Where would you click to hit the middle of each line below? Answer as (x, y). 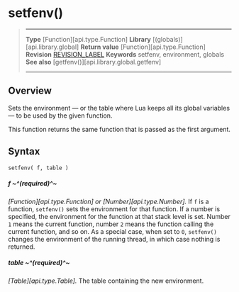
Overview (30, 91)
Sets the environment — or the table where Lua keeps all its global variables (119, 108)
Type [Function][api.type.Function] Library (88, 39)
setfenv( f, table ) (39, 168)
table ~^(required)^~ (39, 263)
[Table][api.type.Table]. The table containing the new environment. (106, 281)
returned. (22, 247)
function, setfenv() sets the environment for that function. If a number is (114, 209)
